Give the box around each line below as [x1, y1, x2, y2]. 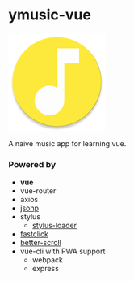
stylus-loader [31, 221, 77, 231]
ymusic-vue [8, 6, 91, 24]
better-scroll [19, 238, 62, 248]
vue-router [19, 186, 57, 196]
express [31, 264, 59, 274]
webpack [31, 255, 63, 265]
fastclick [19, 229, 48, 239]
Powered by [8, 158, 57, 170]
